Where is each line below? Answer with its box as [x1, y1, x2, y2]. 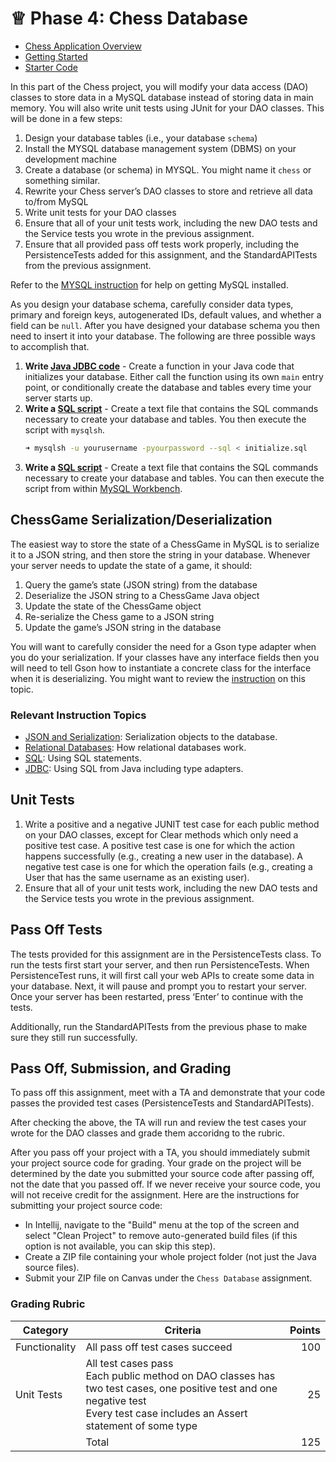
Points [289, 1323, 321, 1337]
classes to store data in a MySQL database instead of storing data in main [10, 91, 314, 103]
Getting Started [24, 50, 88, 62]
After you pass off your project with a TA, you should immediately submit [10, 1147, 310, 1159]
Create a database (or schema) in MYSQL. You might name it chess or [24, 163, 312, 176]
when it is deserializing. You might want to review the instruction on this [10, 672, 306, 684]
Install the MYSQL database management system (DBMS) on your [24, 142, 297, 154]
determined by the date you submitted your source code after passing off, [10, 1168, 315, 1180]
